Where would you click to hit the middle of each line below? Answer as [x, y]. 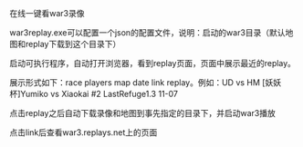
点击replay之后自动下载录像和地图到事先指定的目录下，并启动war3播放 [142, 113]
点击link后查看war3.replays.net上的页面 [84, 132]
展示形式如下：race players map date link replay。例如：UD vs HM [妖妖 [145, 83]
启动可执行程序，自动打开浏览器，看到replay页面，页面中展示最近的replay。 [153, 63]
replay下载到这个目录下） [73, 44]
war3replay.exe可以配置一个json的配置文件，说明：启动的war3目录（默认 [147, 33]
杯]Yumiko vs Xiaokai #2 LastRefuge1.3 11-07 [94, 94]
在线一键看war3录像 [47, 13]
